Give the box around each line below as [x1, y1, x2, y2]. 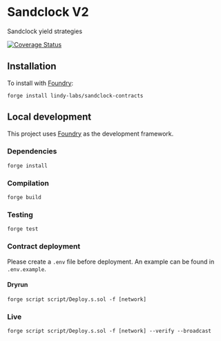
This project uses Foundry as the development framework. [7, 129, 174, 138]
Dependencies [7, 147, 57, 156]
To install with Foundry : [7, 79, 74, 87]
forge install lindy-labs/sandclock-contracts [7, 92, 144, 99]
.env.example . [7, 264, 46, 273]
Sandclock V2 [7, 4, 89, 20]
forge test [7, 225, 39, 232]
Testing [7, 210, 33, 220]
